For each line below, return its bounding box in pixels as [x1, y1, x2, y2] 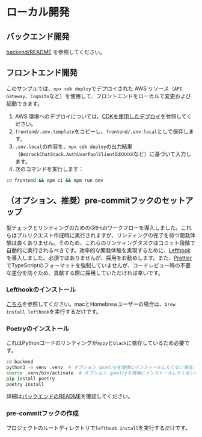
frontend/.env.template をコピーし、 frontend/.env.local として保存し [14, 128, 189, 135]
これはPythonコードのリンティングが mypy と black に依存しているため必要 [6, 339, 185, 347]
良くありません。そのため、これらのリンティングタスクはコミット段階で [16, 239, 195, 246]
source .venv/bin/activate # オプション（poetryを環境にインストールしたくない [6, 370, 195, 376]
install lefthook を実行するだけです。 [6, 308, 102, 315]
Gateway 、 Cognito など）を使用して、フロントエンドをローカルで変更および [6, 92, 191, 99]
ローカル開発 [6, 5, 70, 19]
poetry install [6, 381, 44, 387]
